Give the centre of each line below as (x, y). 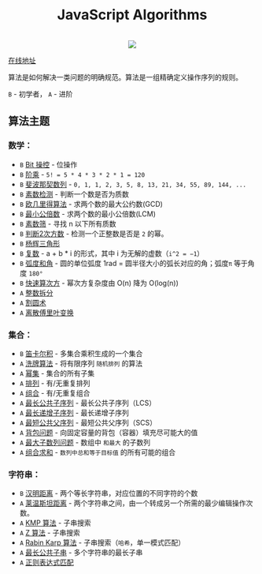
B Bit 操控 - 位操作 (48, 164)
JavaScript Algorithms (132, 15)
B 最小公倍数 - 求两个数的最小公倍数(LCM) (87, 214)
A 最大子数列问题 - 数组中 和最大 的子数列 (85, 442)
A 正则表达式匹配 (46, 562)
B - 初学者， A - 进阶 (41, 94)
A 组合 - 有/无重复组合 (55, 392)
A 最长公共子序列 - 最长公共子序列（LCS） (87, 403)
